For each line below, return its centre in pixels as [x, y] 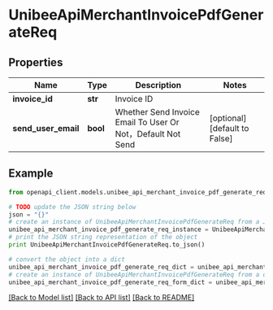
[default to [229, 128]
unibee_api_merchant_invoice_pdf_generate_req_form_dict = [110, 282]
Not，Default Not [148, 134]
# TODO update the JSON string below [72, 207]
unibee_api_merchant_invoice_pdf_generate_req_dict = [102, 267]
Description [158, 85]
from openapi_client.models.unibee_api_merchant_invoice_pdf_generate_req [138, 192]
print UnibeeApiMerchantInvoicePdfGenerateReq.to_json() [107, 245]
